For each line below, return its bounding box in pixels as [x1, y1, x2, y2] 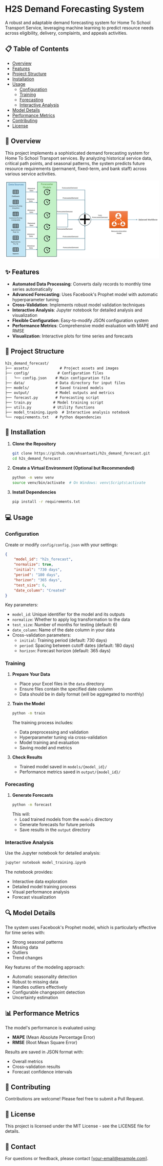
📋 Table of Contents [5, 45, 69, 53]
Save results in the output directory [19, 827, 90, 833]
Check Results [12, 754, 42, 760]
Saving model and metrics [19, 744, 72, 750]
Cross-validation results [12, 1064, 61, 1070]
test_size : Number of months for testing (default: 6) [12, 622, 118, 628]
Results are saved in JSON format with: [5, 1049, 84, 1055]
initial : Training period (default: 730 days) [19, 638, 107, 643]
